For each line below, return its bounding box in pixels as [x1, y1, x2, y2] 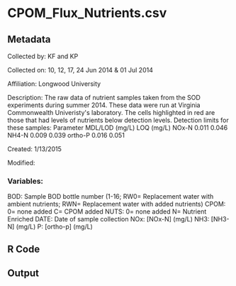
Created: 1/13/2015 [7, 145, 62, 153]
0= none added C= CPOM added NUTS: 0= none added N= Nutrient [7, 207, 207, 216]
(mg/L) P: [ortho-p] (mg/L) [16, 222, 94, 231]
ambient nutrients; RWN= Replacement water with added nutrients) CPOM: [7, 200, 226, 209]
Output [7, 268, 39, 280]
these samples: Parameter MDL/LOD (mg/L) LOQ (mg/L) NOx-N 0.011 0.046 [7, 123, 228, 132]
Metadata [7, 33, 51, 45]
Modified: [7, 158, 35, 167]
